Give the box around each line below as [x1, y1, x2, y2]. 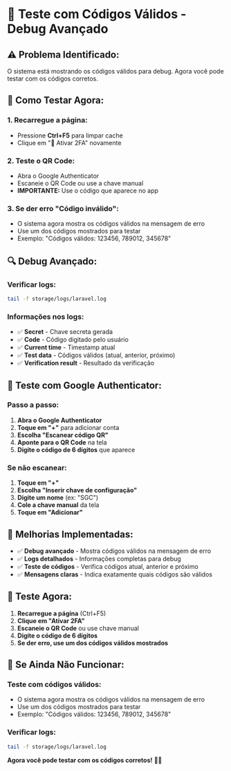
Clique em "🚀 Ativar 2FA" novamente [17, 138, 122, 147]
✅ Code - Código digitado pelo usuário [17, 335, 129, 344]
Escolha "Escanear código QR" [17, 431, 109, 439]
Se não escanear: [7, 463, 67, 472]
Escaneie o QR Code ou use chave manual [17, 624, 140, 632]
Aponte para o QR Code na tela [17, 438, 107, 447]
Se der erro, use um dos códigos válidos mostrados [17, 638, 168, 647]
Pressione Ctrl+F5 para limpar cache [17, 131, 123, 140]
